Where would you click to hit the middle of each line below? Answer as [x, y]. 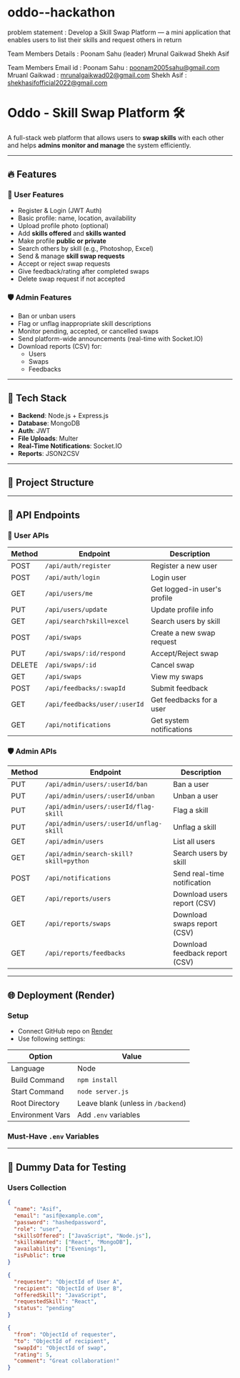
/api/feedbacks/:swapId [86, 688]
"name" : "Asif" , [38, 1209]
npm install [97, 1080]
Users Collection [37, 1187]
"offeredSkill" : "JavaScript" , [60, 1295]
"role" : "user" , [38, 1229]
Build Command [38, 1080]
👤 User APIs [28, 535]
